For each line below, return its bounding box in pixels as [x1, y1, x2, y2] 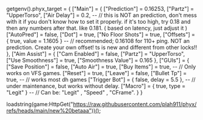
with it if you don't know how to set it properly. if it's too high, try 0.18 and [6, 18, 191, 25]
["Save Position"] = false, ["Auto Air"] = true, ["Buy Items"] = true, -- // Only [6, 63, 196, 70]
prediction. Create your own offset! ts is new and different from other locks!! [6, 44, 198, 51]
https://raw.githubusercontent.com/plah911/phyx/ [73, 101, 197, 108]
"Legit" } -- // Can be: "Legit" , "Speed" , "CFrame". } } [6, 89, 143, 96]
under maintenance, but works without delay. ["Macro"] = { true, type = [6, 82, 186, 90]
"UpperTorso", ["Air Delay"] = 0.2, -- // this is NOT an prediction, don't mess [6, 12, 197, 19]
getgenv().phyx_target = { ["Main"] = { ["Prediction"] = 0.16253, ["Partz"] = [6, 5, 194, 12]
